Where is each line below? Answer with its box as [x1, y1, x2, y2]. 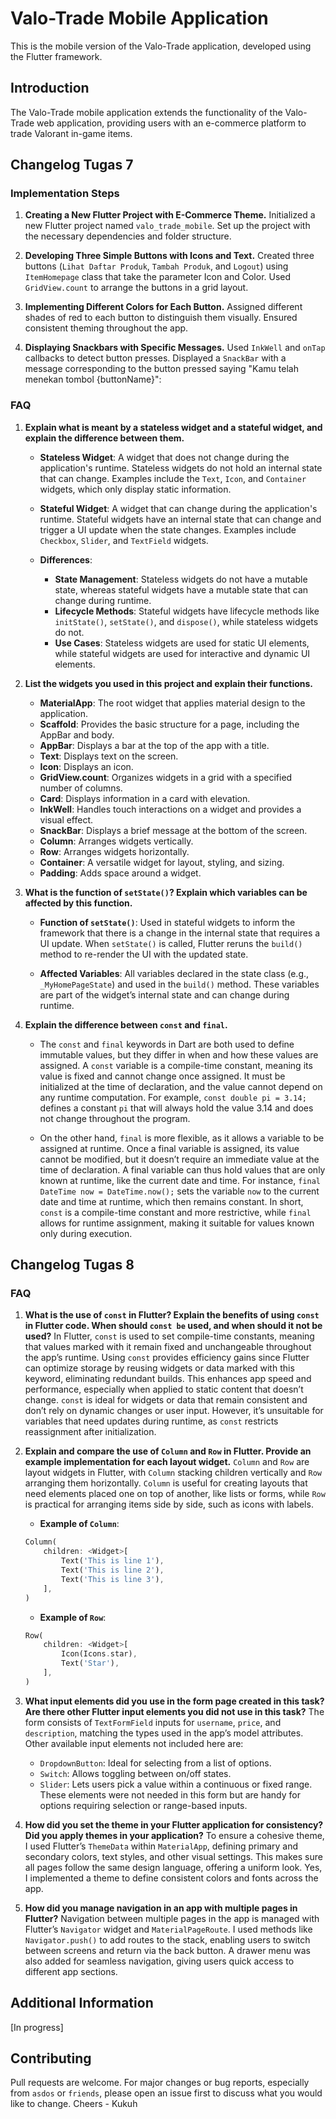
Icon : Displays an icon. [39, 760, 134, 772]
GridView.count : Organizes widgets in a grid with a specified [39, 771, 293, 783]
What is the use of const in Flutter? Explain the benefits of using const [24, 1309, 320, 1321]
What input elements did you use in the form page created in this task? [24, 1695, 325, 1707]
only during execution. [39, 1227, 133, 1239]
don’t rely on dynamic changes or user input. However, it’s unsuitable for [24, 1405, 324, 1417]
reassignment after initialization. [24, 1426, 157, 1438]
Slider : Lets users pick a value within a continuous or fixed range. [39, 1778, 313, 1790]
